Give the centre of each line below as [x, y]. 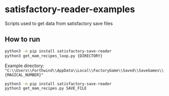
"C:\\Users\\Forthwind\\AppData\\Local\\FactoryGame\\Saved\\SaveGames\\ [84, 70]
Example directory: [24, 66]
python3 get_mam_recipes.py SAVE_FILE [46, 88]
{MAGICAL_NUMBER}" [24, 75]
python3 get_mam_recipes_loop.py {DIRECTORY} [54, 56]
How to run [23, 39]
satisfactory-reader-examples [70, 9]
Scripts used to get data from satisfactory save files [59, 23]
